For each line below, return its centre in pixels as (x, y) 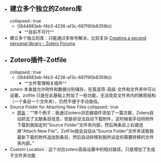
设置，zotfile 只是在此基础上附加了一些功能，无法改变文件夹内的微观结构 (83, 95)
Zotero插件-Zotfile (38, 60)
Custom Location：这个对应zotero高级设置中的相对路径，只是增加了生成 (82, 149)
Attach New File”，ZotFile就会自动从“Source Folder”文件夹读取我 (89, 131)
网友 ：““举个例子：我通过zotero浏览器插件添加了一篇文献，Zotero (83, 112)
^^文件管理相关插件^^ (45, 83)
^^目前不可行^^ (39, 32)
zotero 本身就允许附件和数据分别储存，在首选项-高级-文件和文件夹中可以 (83, 89)
